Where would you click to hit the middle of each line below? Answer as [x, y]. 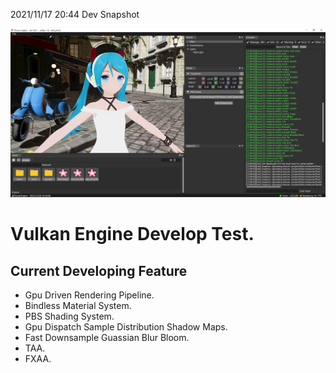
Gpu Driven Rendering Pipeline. [89, 295]
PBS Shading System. [69, 316]
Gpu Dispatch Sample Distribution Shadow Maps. [126, 327]
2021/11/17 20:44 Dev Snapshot [75, 14]
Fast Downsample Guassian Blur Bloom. [107, 338]
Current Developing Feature [99, 270]
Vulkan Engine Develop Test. [132, 234]
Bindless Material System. [78, 306]
